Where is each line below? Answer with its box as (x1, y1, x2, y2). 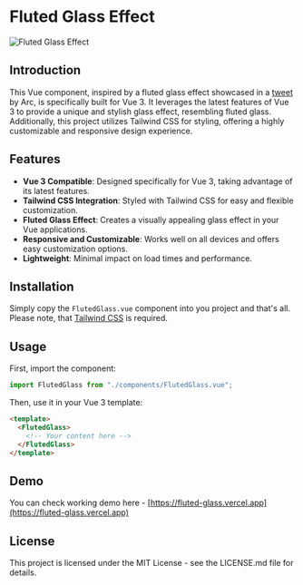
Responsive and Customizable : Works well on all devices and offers (22, 233, 279, 244)
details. (9, 567, 37, 578)
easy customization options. (22, 243, 129, 254)
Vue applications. (22, 224, 88, 235)
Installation (9, 278, 74, 294)
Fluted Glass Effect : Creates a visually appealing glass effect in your (22, 214, 279, 225)
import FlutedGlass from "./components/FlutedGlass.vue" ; (9, 381, 233, 390)
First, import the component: (9, 363, 116, 374)
